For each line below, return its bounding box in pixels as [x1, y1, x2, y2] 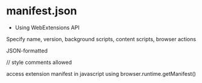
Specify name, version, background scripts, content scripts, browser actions [6, 35, 197, 42]
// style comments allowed [6, 59, 72, 66]
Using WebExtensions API [14, 24, 80, 31]
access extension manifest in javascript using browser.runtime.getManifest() [6, 70, 196, 77]
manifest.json [6, 4, 77, 18]
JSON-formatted [6, 47, 48, 54]
